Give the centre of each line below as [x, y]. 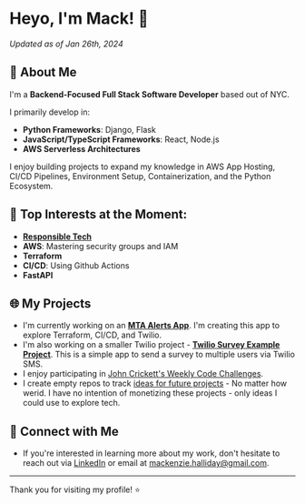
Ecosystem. [31, 186]
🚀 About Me [43, 72]
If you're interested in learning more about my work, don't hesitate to [151, 453]
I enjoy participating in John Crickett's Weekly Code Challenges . [143, 374]
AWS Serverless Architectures [81, 148]
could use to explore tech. [71, 403]
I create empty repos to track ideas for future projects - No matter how [155, 383]
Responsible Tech [57, 237]
